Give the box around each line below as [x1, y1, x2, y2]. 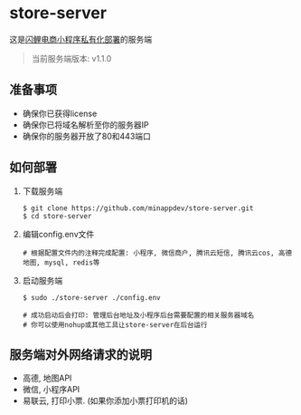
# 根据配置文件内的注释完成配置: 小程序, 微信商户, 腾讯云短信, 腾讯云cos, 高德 [22, 248, 292, 257]
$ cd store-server [22, 211, 92, 220]
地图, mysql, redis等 [22, 257, 100, 267]
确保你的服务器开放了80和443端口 [22, 130, 152, 141]
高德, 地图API [22, 372, 72, 383]
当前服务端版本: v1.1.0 [31, 53, 112, 63]
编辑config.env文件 [22, 228, 95, 239]
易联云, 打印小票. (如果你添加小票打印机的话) [22, 395, 188, 406]
